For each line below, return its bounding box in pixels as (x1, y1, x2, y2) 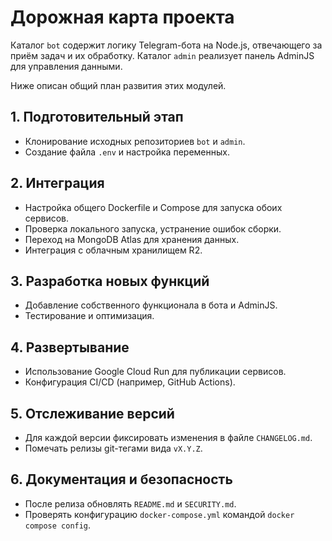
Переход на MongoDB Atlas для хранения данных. (24, 233, 240, 245)
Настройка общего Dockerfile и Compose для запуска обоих (24, 201, 283, 213)
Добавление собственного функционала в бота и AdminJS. (24, 299, 278, 311)
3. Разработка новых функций (10, 272, 210, 290)
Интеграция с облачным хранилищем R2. (24, 244, 203, 256)
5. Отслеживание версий (10, 405, 175, 422)
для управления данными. (10, 60, 123, 72)
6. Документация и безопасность (10, 471, 233, 488)
